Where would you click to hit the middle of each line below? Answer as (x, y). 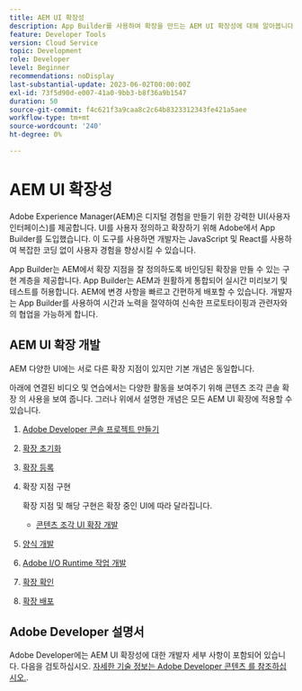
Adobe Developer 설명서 (77, 632)
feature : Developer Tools (58, 34)
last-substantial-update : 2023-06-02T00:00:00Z (100, 84)
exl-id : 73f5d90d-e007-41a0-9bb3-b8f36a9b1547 (98, 93)
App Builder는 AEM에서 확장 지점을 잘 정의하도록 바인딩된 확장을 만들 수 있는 (145, 269)
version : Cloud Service (54, 43)
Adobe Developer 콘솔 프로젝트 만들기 (91, 429)
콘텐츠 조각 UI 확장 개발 (77, 524)
